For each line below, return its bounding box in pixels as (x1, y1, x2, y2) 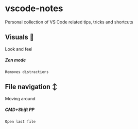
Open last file (5, 119, 36, 124)
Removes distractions (5, 69, 49, 74)
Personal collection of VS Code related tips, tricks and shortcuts (5, 19, 134, 25)
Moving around (5, 95, 35, 101)
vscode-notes (5, 3, 63, 14)
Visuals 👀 (5, 33, 34, 41)
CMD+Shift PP (5, 107, 35, 112)
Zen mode (5, 57, 26, 63)
